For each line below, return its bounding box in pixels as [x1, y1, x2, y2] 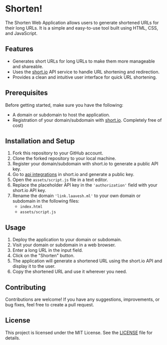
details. [5, 334, 20, 341]
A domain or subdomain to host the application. [12, 111, 110, 118]
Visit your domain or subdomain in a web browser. [12, 242, 116, 248]
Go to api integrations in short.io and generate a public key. [12, 171, 134, 178]
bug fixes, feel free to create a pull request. [5, 302, 94, 307]
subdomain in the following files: [12, 198, 79, 204]
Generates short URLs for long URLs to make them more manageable [12, 58, 155, 64]
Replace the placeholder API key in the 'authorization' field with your [12, 182, 157, 188]
